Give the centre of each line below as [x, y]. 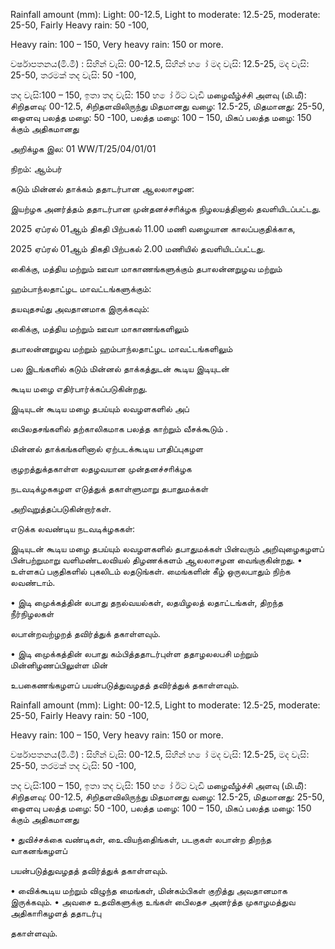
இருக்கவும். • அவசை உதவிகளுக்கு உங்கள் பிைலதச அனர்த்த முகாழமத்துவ [153, 902]
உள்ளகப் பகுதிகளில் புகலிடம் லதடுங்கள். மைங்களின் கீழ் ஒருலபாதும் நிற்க [150, 571]
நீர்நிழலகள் [32, 613]
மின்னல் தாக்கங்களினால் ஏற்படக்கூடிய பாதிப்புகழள [107, 448]
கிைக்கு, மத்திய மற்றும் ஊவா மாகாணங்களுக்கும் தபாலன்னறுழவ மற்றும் [146, 268]
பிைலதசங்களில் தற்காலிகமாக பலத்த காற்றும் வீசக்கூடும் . [119, 428]
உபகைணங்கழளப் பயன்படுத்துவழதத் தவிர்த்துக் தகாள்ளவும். [125, 685]
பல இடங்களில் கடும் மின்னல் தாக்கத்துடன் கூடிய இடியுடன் [120, 368]
